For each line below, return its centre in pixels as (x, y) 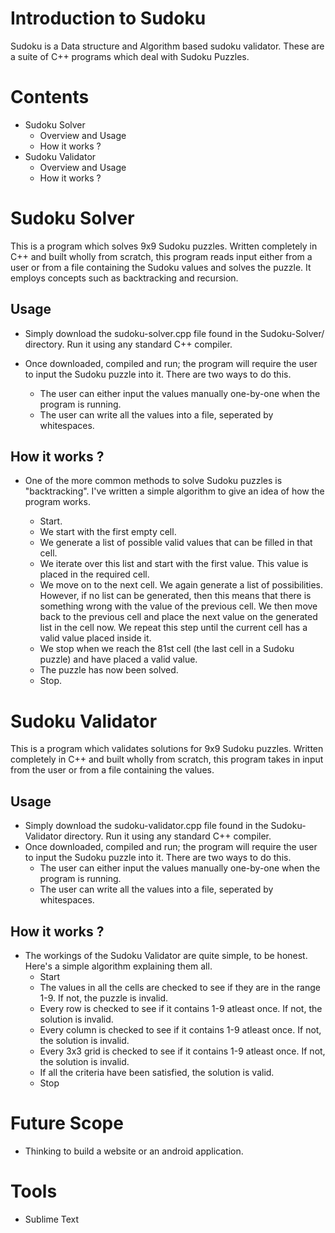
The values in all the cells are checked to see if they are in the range (180, 987)
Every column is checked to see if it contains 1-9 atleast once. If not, (180, 1030)
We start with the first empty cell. (108, 532)
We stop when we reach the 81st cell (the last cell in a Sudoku (167, 649)
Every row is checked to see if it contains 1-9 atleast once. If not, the (181, 1008)
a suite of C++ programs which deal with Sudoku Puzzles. (130, 56)
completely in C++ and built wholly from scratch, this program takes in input (167, 759)
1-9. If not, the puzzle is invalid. (104, 998)
